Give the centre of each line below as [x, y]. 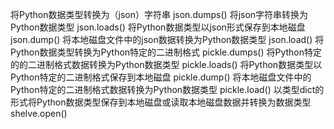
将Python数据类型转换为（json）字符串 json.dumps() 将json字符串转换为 [159, 14]
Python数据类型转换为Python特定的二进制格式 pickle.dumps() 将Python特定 [166, 52]
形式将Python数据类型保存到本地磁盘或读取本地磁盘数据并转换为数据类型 [161, 102]
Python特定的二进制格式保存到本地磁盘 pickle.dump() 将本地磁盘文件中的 [161, 77]
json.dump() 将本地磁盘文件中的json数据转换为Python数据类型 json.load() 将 [167, 39]
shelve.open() [39, 113]
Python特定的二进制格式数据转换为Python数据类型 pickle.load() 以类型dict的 [167, 89]
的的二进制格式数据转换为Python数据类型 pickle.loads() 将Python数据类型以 [166, 64]
